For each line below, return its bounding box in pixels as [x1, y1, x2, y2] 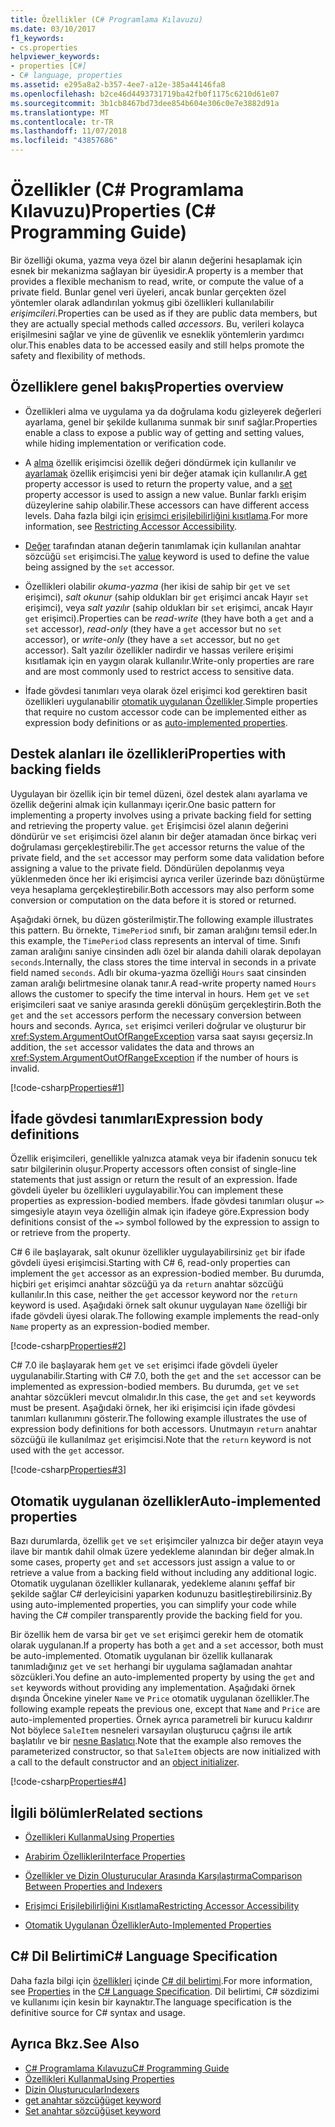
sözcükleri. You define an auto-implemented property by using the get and [10, 1671, 315, 1683]
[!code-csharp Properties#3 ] [10, 1464, 127, 1476]
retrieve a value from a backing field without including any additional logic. [10, 1567, 317, 1579]
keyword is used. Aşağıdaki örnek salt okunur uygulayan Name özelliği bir [10, 1299, 308, 1311]
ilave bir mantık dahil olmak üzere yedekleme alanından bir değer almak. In [10, 1546, 315, 1558]
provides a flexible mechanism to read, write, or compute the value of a [10, 275, 304, 287]
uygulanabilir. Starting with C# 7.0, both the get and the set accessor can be [10, 1370, 322, 1382]
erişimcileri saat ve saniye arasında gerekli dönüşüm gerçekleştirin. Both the [10, 998, 322, 1010]
